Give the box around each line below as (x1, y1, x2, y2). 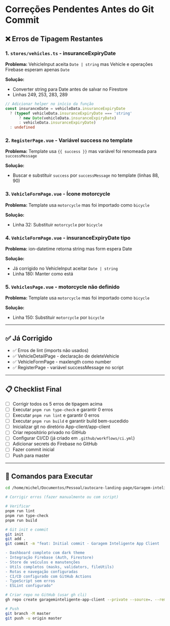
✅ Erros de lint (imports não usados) (12, 347, 89, 354)
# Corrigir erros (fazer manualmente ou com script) (5, 495, 119, 500)
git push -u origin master (5, 615, 62, 621)
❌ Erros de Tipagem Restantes (5, 34, 103, 43)
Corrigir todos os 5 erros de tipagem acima (12, 401, 103, 407)
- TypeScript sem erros (5, 578, 56, 583)
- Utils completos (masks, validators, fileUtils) (5, 564, 114, 569)
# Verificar (5, 504, 30, 509)
